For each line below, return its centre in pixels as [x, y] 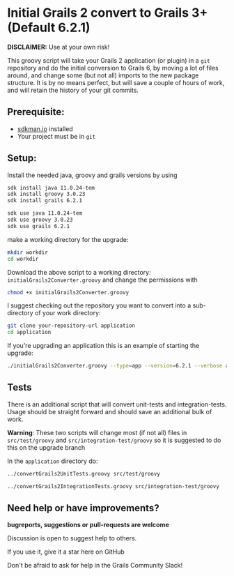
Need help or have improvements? [83, 508]
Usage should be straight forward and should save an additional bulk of [110, 411]
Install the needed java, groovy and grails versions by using [92, 175]
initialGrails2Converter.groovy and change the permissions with [103, 280]
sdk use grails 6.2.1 [39, 226]
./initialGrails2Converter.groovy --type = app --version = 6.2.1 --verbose [115, 366]
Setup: [22, 158]
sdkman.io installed [45, 129]
